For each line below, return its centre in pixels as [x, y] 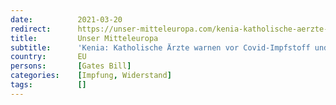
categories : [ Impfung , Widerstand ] [91, 76]
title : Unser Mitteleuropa [84, 38]
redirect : [31, 29]
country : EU [48, 57]
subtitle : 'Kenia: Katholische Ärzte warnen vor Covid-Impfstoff [160, 47]
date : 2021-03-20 [66, 19]
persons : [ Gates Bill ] [71, 66]
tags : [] [48, 85]
